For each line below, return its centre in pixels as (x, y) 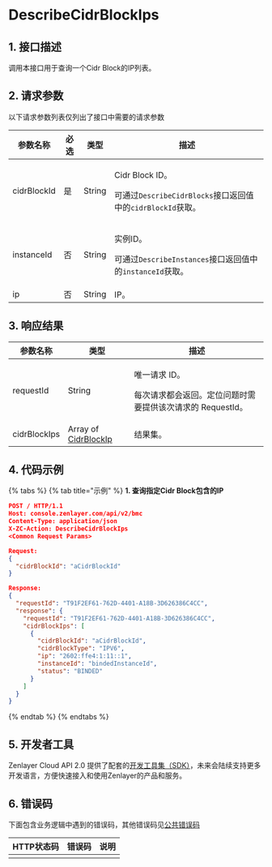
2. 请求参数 (36, 96)
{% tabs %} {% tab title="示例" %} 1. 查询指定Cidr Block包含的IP (116, 491)
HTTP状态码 (36, 847)
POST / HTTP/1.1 (36, 506)
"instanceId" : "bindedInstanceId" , (98, 664)
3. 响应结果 (36, 326)
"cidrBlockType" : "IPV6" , (81, 649)
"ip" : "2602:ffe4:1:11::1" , (85, 656)
